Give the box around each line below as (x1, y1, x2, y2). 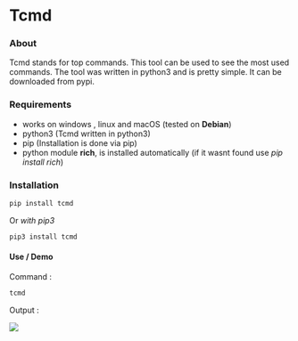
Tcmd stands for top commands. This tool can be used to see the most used (9, 57, 290, 68)
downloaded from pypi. (9, 77, 95, 87)
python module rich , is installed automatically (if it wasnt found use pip (21, 147, 284, 158)
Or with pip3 (9, 215, 55, 225)
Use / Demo (9, 251, 54, 263)
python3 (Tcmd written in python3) (21, 128, 151, 139)
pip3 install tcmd (9, 232, 78, 241)
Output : (9, 304, 39, 315)
